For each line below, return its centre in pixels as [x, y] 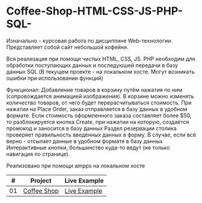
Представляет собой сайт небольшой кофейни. [67, 47]
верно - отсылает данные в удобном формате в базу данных [84, 141]
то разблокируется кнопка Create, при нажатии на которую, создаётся [98, 121]
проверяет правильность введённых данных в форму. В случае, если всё [101, 135]
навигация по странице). [38, 154]
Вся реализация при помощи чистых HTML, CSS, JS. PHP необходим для [101, 59]
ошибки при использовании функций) [55, 78]
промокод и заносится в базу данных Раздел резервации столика [91, 128]
